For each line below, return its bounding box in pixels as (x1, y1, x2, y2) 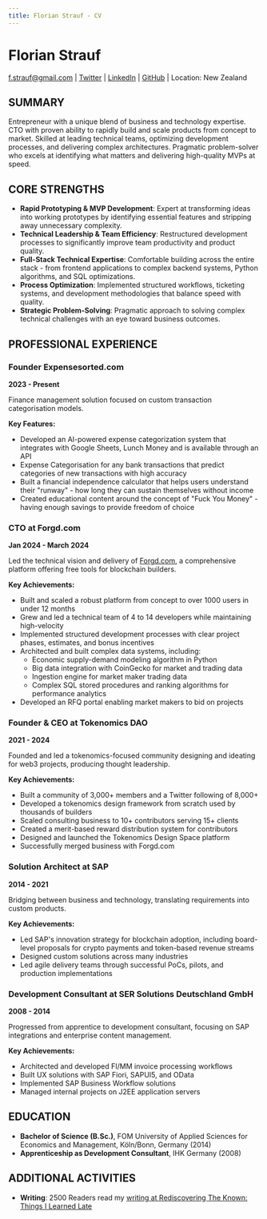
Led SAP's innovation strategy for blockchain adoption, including (19, 934, 233, 944)
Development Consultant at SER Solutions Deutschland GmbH (8, 988, 254, 999)
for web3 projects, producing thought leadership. (8, 759, 170, 769)
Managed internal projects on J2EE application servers (19, 1087, 201, 1097)
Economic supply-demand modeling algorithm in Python (31, 655, 217, 664)
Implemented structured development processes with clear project (19, 629, 240, 639)
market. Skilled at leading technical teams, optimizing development (8, 133, 229, 144)
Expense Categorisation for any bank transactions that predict (19, 460, 225, 469)
